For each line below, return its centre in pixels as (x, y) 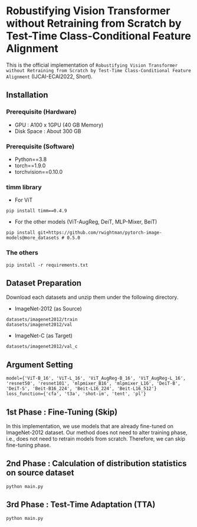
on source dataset (40, 473)
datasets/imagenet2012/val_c (42, 347)
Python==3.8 (31, 159)
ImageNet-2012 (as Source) (48, 309)
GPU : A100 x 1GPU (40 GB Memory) (59, 125)
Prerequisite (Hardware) (41, 112)
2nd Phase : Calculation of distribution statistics (96, 463)
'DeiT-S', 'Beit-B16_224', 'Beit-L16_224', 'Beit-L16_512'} (82, 389)
